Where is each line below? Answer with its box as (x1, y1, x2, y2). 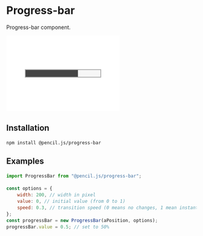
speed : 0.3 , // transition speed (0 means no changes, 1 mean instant (17, 205, 199, 211)
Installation (6, 123, 50, 133)
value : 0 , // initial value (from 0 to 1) (17, 199, 126, 205)
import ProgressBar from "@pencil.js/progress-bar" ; (6, 173, 142, 179)
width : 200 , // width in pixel (17, 192, 96, 198)
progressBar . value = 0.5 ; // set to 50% (6, 224, 110, 230)
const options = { (6, 185, 53, 192)
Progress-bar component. (6, 24, 71, 31)
